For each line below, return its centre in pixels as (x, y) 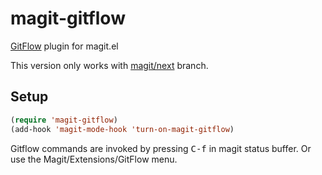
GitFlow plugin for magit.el (64, 46)
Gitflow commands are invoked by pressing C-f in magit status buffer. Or (161, 148)
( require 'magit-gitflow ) (64, 120)
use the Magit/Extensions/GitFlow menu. (94, 159)
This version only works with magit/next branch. (109, 65)
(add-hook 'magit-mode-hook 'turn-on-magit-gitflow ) (122, 129)
